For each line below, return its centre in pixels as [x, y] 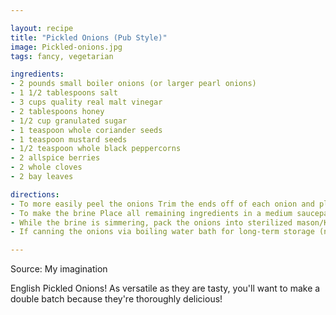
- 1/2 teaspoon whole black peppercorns [96, 149]
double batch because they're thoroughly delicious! [116, 299]
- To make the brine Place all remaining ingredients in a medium [151, 213]
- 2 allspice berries [55, 158]
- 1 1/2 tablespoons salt [64, 93]
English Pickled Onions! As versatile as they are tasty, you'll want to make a [165, 288]
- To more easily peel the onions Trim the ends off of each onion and [162, 204]
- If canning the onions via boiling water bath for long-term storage [162, 232]
